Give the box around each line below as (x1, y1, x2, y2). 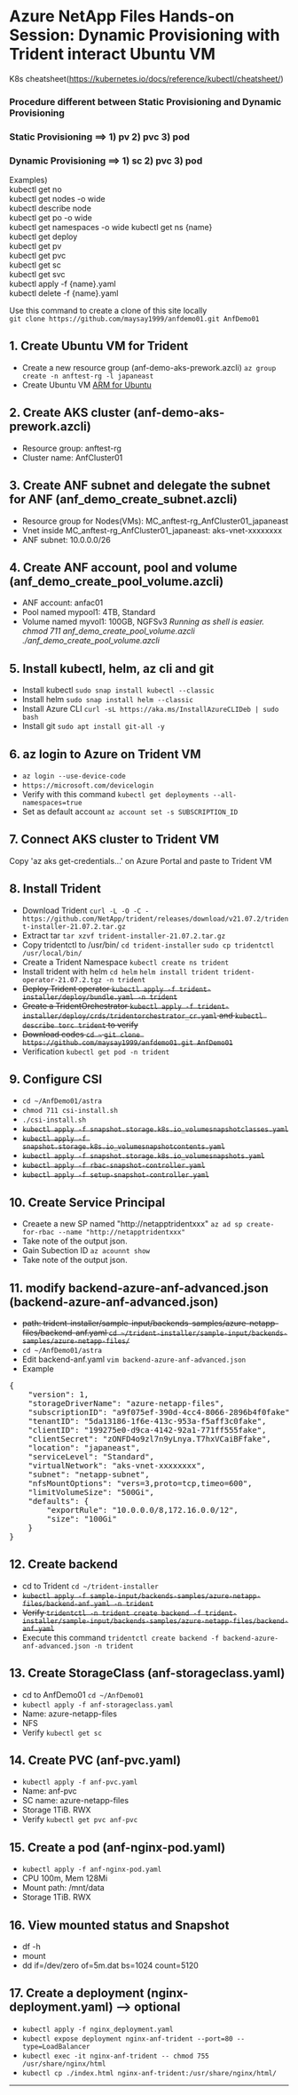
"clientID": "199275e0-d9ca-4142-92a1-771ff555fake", (27, 1425, 267, 1435)
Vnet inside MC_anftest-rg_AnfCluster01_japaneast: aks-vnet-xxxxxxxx (21, 524, 282, 535)
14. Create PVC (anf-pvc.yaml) (9, 1753, 182, 1768)
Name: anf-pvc (21, 1786, 77, 1796)
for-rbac (21, 1228, 55, 1237)
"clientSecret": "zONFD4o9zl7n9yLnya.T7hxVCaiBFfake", (27, 1434, 272, 1444)
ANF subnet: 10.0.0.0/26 (21, 534, 111, 545)
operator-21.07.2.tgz (21, 975, 102, 984)
